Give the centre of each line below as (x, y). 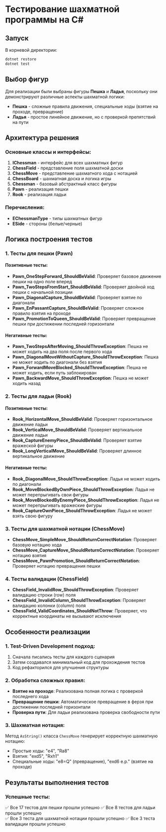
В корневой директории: (31, 50)
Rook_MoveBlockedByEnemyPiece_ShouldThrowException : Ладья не (86, 500)
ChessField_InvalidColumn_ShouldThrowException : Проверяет (79, 600)
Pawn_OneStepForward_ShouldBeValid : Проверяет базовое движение (87, 276)
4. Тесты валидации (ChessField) (47, 579)
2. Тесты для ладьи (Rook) (38, 396)
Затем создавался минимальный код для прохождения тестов (79, 662)
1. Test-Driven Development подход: (50, 646)
